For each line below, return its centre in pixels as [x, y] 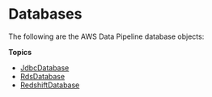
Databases [45, 14]
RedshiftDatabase [50, 85]
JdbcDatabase [45, 67]
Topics [20, 52]
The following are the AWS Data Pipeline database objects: [106, 36]
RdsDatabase [42, 76]
